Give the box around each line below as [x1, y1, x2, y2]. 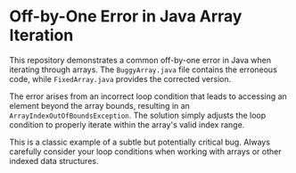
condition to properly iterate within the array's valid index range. [9, 119, 245, 130]
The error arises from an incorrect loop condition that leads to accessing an [9, 91, 287, 102]
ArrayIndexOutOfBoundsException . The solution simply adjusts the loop [9, 110, 267, 120]
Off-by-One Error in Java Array [9, 6, 243, 27]
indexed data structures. [9, 155, 99, 166]
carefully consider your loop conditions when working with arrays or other [9, 145, 282, 157]
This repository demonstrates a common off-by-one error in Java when [9, 54, 272, 65]
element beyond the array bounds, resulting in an [9, 100, 190, 111]
